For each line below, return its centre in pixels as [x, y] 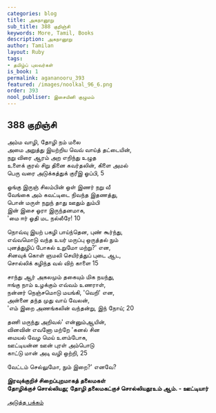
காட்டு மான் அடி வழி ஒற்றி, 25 [47, 353]
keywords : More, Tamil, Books [51, 33]
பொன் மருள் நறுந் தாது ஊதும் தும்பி [53, 202]
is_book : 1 [23, 71]
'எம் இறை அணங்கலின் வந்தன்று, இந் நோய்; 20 [71, 308]
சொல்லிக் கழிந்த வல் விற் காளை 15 [53, 263]
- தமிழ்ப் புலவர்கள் [30, 65]
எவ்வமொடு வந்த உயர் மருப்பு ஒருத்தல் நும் [63, 239]
